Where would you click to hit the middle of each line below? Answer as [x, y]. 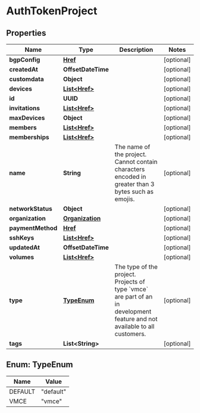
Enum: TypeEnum [40, 365]
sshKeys [22, 238]
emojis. [125, 199]
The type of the [136, 267]
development [133, 311]
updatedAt [25, 247]
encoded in [130, 177]
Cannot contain [136, 162]
